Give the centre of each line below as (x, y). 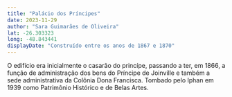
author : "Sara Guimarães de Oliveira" (63, 26)
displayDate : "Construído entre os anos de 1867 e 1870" (91, 46)
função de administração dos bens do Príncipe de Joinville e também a (108, 73)
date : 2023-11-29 (32, 20)
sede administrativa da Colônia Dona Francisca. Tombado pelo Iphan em (111, 80)
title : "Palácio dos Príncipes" (54, 14)
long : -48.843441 (32, 39)
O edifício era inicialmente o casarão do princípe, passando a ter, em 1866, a (116, 65)
